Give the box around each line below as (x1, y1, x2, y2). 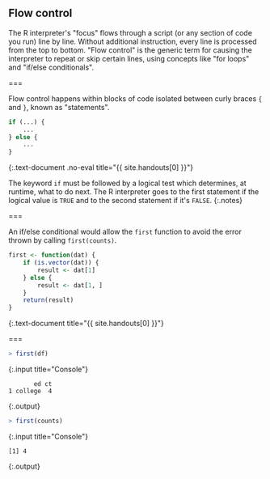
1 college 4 (8, 388, 53, 396)
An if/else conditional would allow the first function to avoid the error (8, 227, 243, 237)
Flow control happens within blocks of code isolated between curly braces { (8, 93, 263, 104)
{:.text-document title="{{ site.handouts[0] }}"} (8, 319, 164, 329)
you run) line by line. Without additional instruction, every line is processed (8, 36, 257, 46)
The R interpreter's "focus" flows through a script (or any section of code (8, 28, 253, 37)
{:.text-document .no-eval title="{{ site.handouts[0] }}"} (8, 163, 194, 172)
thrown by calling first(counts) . (8, 235, 117, 245)
